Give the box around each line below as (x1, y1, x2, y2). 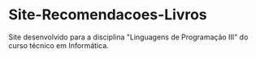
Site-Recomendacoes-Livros (8, 6, 207, 24)
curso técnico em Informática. (8, 40, 110, 50)
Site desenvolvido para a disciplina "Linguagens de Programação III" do (8, 32, 249, 42)
